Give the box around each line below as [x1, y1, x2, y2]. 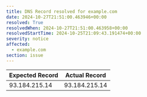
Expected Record [9, 71, 58, 79]
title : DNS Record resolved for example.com [6, 8, 117, 15]
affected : [6, 42, 31, 48]
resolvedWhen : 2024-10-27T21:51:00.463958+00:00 [6, 25, 128, 31]
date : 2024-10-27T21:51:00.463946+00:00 [6, 14, 107, 20]
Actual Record [65, 71, 106, 79]
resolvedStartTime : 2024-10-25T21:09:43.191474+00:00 [6, 31, 142, 36]
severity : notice [6, 36, 49, 42]
